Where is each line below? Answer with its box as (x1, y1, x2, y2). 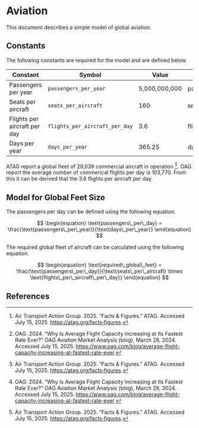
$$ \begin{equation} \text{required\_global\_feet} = (37, 262, 162, 269)
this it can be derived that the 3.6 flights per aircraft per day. (6, 175, 153, 182)
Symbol (79, 70, 102, 79)
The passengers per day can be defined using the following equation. (6, 208, 176, 215)
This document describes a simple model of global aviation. (6, 24, 152, 31)
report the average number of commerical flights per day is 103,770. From (6, 169, 187, 176)
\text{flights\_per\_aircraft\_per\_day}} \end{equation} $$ (30, 274, 169, 281)
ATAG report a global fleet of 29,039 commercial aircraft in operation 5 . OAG (6, 162, 192, 170)
